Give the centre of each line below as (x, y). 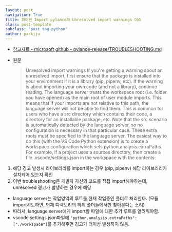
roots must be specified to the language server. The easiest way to (96, 136)
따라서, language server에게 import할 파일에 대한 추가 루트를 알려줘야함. (86, 211)
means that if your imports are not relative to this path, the (87, 103)
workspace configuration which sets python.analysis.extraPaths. (94, 147)
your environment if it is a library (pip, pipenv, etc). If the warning (94, 81)
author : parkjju (23, 34)
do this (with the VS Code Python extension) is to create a (87, 141)
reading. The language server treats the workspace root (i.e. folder (96, 92)
